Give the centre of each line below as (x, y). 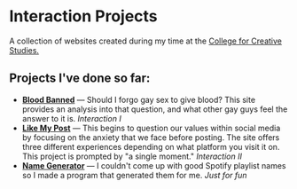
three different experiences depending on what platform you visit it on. (151, 146)
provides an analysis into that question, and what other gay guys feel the (155, 109)
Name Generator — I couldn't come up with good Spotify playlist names (154, 165)
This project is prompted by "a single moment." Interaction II (132, 156)
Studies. (24, 50)
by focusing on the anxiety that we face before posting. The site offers (151, 137)
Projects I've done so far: (80, 79)
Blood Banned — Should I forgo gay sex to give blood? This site (138, 99)
